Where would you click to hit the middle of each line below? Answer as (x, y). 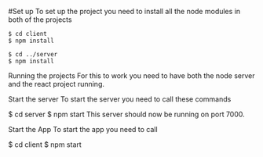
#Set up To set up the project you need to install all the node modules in (124, 11)
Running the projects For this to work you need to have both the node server (131, 76)
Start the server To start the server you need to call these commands (120, 99)
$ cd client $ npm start (45, 145)
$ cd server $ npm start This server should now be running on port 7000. (126, 114)
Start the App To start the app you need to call (83, 129)
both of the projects (40, 20)
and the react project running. (56, 84)
